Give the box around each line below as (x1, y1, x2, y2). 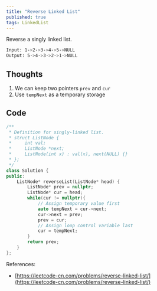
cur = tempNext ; (37, 228, 78, 234)
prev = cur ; (37, 217, 67, 223)
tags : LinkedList (6, 19, 49, 25)
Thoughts (6, 69, 43, 79)
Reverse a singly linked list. (6, 36, 72, 43)
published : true (6, 14, 46, 20)
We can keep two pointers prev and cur (14, 84, 111, 91)
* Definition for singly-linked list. (8, 129, 104, 135)
